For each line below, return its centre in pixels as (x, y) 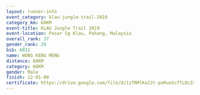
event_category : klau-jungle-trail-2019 (57, 17)
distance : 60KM (25, 61)
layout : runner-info (32, 12)
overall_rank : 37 (28, 39)
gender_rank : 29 (26, 45)
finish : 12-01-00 (28, 77)
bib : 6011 (18, 50)
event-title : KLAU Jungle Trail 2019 (53, 28)
